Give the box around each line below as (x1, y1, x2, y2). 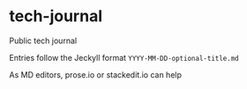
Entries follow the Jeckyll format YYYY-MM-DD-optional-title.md (9, 52, 240, 63)
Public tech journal (9, 35, 78, 46)
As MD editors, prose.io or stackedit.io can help (9, 69, 183, 80)
